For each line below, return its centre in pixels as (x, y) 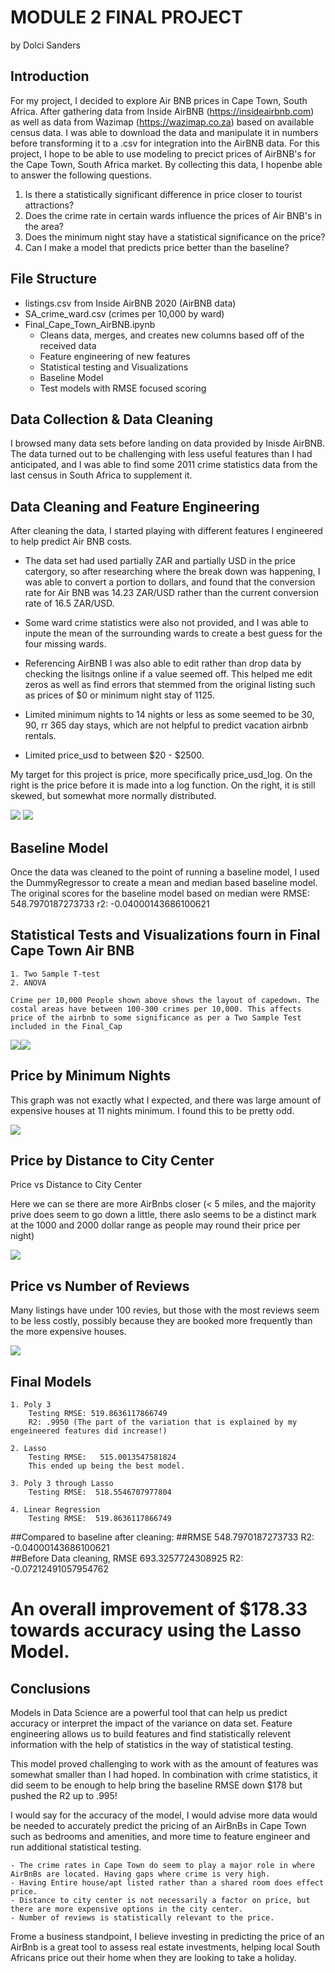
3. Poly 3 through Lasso (62, 1484)
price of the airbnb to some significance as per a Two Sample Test (156, 1017)
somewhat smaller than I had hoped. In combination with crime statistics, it (164, 1775)
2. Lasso (28, 1449)
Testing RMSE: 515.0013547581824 (102, 1457)
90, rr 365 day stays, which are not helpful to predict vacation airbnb (166, 725)
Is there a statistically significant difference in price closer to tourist (163, 194)
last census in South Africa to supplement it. (101, 475)
